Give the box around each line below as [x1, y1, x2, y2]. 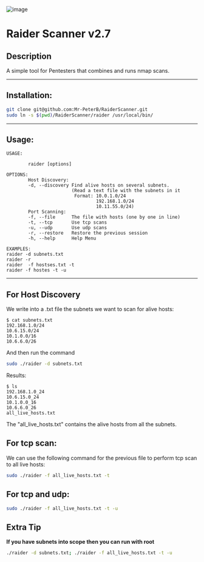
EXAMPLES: [6, 246, 32, 252]
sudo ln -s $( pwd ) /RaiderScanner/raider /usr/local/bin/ [6, 112, 154, 118]
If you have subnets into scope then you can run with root [6, 538, 155, 546]
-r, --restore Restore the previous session [28, 230, 148, 236]
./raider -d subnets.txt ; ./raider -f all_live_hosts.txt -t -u [6, 550, 172, 556]
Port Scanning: [28, 209, 67, 215]
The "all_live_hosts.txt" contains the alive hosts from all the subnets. [6, 421, 177, 428]
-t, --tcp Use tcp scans [28, 219, 107, 226]
